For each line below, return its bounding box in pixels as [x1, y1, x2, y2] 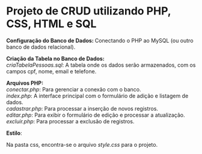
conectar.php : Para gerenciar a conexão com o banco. [6, 85, 141, 93]
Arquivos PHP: [6, 79, 44, 87]
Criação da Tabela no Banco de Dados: [6, 55, 105, 62]
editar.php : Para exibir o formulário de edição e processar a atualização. [6, 111, 185, 119]
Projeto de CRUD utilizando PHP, [6, 4, 171, 18]
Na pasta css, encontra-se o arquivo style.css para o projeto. [6, 141, 158, 148]
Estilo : [6, 129, 22, 137]
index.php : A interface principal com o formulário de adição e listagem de [6, 92, 189, 99]
